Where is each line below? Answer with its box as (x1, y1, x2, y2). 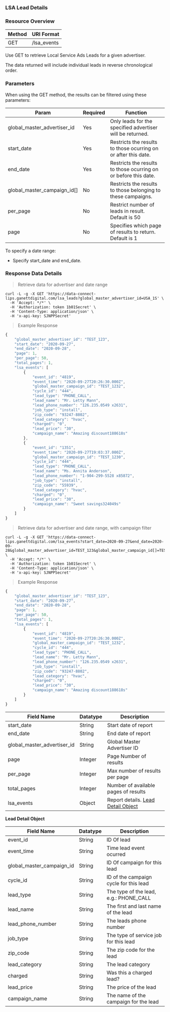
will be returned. (110, 130, 149, 137)
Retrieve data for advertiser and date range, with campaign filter (17, 524, 152, 531)
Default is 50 (110, 214, 141, 221)
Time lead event (106, 844, 145, 852)
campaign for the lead (106, 998, 159, 1005)
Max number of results (107, 767, 161, 774)
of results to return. (110, 228, 156, 235)
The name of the (106, 992, 146, 999)
